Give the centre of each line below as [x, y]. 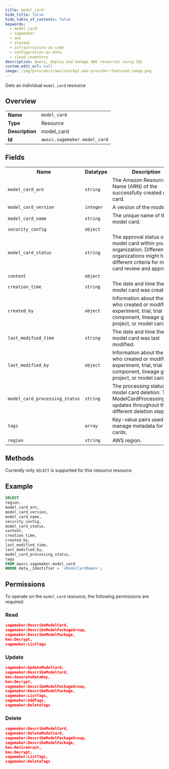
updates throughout [136, 405]
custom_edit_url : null [29, 66]
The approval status [136, 237]
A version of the [131, 207]
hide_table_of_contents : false [38, 19]
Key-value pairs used [138, 419]
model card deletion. [137, 392]
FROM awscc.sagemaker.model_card [40, 564]
